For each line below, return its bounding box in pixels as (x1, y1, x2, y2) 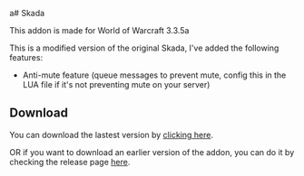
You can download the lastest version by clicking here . (9, 129, 213, 140)
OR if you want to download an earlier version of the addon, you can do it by (9, 146, 295, 157)
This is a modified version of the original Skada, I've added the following (9, 42, 279, 53)
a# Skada (9, 8, 45, 18)
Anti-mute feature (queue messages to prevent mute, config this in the (22, 69, 287, 80)
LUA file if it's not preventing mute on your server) (22, 79, 211, 89)
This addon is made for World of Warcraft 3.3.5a (9, 25, 190, 35)
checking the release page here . (9, 156, 131, 167)
